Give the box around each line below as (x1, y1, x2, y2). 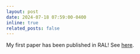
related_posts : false (6, 25, 60, 31)
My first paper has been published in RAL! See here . (6, 42, 134, 49)
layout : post (6, 8, 39, 15)
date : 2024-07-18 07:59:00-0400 (6, 14, 86, 20)
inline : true (6, 20, 39, 26)
